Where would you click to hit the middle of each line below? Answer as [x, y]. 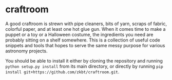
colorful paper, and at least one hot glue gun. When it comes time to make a [85, 29]
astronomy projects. [26, 51]
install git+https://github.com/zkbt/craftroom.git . [62, 72]
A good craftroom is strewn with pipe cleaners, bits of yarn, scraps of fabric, [86, 24]
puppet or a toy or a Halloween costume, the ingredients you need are [79, 34]
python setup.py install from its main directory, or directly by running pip [84, 66]
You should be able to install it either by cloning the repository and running [84, 61]
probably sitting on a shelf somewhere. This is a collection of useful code [83, 40]
